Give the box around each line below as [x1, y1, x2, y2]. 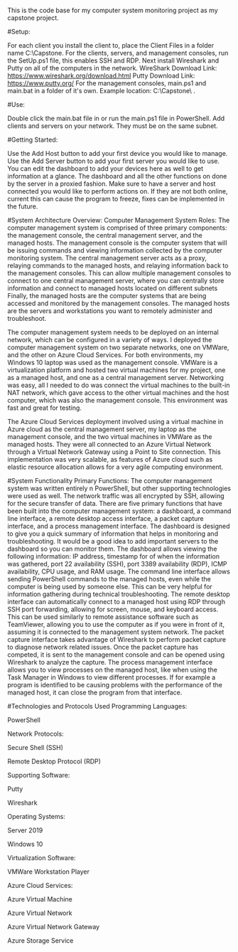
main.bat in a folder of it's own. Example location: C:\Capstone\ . [7, 87, 195, 95]
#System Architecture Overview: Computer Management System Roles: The [7, 216, 230, 224]
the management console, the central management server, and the [7, 231, 202, 239]
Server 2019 [7, 826, 43, 835]
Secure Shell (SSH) [7, 744, 64, 751]
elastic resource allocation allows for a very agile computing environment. [7, 462, 224, 471]
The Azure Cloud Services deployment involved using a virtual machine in [7, 418, 224, 425]
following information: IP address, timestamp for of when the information [7, 552, 220, 561]
